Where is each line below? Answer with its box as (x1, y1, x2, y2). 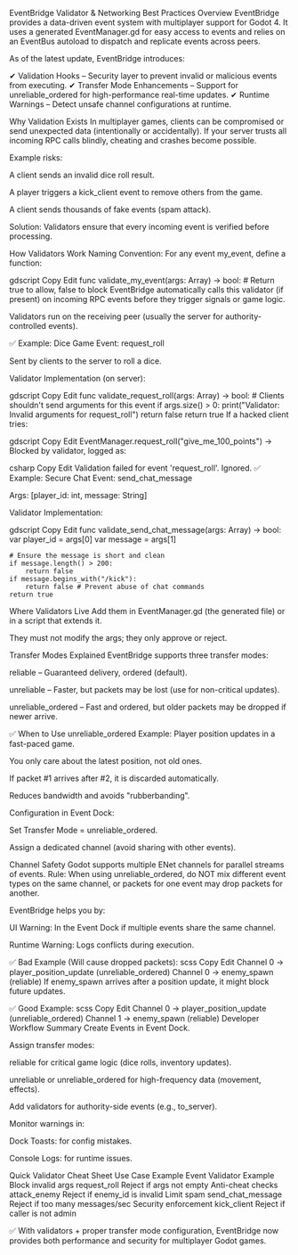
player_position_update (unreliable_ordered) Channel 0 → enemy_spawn (9, 967, 274, 977)
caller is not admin (9, 1208, 77, 1218)
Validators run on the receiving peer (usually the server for (9, 311, 224, 322)
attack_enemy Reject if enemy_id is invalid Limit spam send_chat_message (9, 1189, 283, 1200)
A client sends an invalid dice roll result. (9, 169, 155, 180)
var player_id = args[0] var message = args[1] (9, 534, 176, 545)
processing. (9, 231, 53, 242)
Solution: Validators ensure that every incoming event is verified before (9, 222, 270, 232)
